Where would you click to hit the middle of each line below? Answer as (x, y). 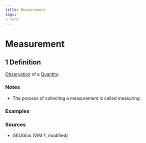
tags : (11, 14)
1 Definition (23, 62)
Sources (15, 124)
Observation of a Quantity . (32, 74)
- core (12, 19)
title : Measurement (25, 10)
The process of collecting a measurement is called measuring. (76, 98)
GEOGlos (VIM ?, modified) (40, 135)
